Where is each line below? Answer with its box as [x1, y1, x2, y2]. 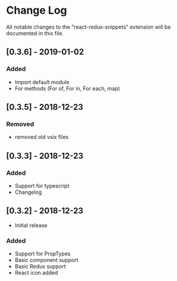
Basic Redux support [14, 263, 67, 270]
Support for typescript [14, 183, 69, 189]
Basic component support [14, 257, 78, 264]
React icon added [14, 269, 58, 276]
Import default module [14, 78, 69, 85]
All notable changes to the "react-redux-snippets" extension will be [6, 23, 171, 30]
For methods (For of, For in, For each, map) [14, 85, 121, 92]
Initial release [14, 221, 48, 228]
